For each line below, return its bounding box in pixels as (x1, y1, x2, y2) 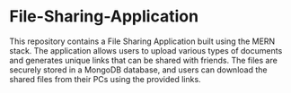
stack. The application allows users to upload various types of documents (9, 45, 283, 55)
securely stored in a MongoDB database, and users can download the (9, 64, 268, 75)
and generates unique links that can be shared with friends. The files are (9, 55, 278, 65)
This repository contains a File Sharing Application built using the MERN (9, 36, 276, 46)
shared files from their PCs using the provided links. (9, 73, 201, 84)
